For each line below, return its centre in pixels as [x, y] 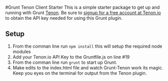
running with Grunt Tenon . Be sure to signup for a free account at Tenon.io [83, 13]
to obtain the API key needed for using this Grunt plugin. [64, 18]
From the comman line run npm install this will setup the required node [87, 46]
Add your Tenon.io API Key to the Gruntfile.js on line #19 [71, 57]
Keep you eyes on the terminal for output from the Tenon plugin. [80, 73]
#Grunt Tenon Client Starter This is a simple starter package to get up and [82, 7]
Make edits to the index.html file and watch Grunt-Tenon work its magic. [88, 67]
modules [22, 51]
